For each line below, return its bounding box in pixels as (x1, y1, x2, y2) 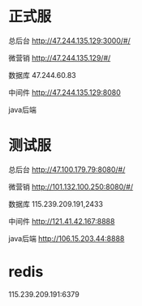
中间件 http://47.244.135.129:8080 (8, 87, 122, 97)
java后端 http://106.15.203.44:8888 (8, 233, 125, 244)
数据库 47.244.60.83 (8, 70, 76, 80)
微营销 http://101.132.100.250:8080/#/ (8, 182, 134, 192)
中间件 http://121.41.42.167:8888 (8, 216, 115, 226)
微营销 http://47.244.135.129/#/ (8, 53, 111, 62)
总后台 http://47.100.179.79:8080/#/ (8, 164, 126, 175)
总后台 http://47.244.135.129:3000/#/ (8, 36, 131, 45)
